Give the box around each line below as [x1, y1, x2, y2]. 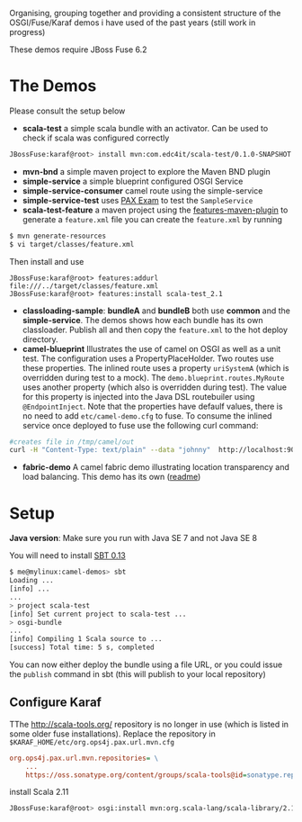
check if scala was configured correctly [22, 132, 170, 143]
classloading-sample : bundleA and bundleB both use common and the [22, 305, 290, 316]
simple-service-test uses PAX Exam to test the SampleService [22, 194, 253, 205]
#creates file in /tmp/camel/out [9, 437, 135, 447]
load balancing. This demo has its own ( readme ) [22, 472, 201, 483]
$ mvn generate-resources [9, 231, 106, 240]
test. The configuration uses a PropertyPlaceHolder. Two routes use [22, 353, 274, 364]
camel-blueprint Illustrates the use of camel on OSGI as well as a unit [22, 343, 281, 354]
